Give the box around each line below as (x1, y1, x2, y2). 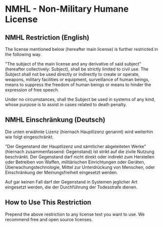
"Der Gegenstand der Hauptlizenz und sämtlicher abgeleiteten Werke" (5, 143, 146, 149)
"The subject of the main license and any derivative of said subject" (5, 61, 142, 67)
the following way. (5, 51, 42, 57)
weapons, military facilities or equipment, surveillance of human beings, (5, 77, 150, 82)
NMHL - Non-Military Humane (5, 3, 129, 15)
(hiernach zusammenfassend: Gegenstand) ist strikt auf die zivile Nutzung (5, 148, 155, 155)
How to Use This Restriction (5, 198, 92, 206)
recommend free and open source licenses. (5, 216, 93, 222)
